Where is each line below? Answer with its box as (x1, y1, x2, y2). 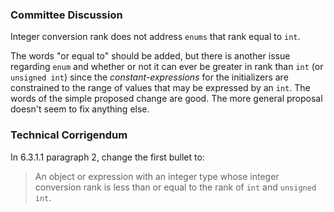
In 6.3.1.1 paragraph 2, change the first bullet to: (10, 151, 205, 163)
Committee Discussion (10, 8, 123, 22)
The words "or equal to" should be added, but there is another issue (10, 50, 291, 62)
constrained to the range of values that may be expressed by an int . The (10, 82, 311, 94)
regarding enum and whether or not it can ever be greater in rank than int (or (10, 61, 324, 73)
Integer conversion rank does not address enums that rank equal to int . (10, 31, 301, 43)
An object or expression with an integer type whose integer (34, 170, 280, 182)
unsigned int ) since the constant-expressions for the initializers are (10, 71, 289, 83)
